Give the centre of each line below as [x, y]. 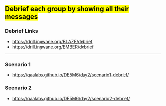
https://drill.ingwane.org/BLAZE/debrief [52, 41]
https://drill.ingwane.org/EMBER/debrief [53, 47]
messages [21, 17]
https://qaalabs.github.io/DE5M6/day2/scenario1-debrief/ [71, 75]
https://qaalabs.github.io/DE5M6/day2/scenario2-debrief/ [71, 99]
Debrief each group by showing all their [67, 9]
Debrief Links [21, 31]
